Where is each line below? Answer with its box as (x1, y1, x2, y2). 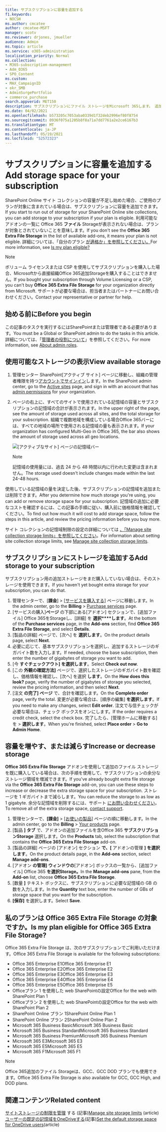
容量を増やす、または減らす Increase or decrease (5, 742, 156, 750)
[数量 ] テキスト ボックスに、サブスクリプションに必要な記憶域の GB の (12, 880, 158, 886)
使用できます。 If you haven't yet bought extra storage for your (22, 582, 149, 588)
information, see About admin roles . (5, 342, 78, 348)
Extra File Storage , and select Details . (12, 626, 90, 632)
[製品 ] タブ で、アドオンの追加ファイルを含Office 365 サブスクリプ (12, 827, 150, 833)
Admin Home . (12, 726, 41, 733)
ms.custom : (5, 76, 28, 81)
